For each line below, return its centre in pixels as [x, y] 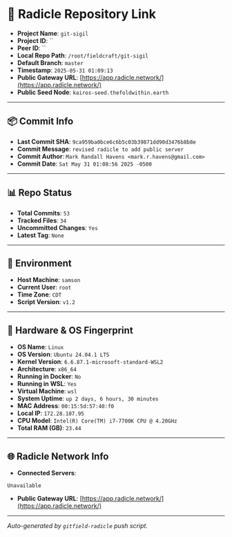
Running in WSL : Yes [47, 384]
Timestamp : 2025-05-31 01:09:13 [65, 70]
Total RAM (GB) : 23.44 [49, 428]
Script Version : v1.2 [46, 302]
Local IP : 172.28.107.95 [50, 413]
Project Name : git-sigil [52, 33]
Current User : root [44, 288]
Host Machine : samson [49, 280]
